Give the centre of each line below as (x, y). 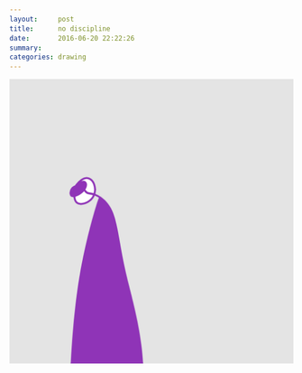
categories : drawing (48, 57)
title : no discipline (60, 28)
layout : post (42, 19)
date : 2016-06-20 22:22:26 (72, 38)
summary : (26, 48)
